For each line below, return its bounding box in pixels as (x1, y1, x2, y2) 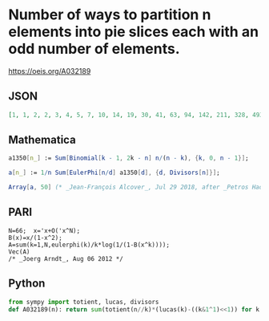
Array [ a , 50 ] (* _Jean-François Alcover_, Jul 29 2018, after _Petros (8, 183, 249, 192)
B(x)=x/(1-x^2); (8, 234, 62, 242)
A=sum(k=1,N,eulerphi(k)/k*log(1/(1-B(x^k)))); (8, 241, 171, 249)
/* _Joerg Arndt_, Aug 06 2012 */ (8, 254, 124, 262)
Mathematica (8, 133, 76, 147)
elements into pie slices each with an (8, 22, 259, 41)
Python (8, 277, 46, 291)
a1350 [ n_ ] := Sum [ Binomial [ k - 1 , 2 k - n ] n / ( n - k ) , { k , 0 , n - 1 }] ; (8, 154, 250, 162)
